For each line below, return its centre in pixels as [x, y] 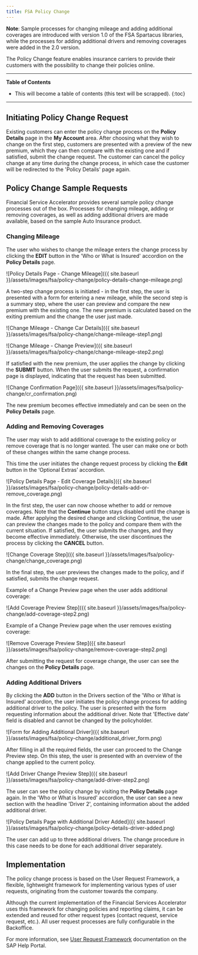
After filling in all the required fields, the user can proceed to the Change [94, 750]
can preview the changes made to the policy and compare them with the [94, 524]
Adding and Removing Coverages [55, 426]
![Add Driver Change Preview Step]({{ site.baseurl [67, 774]
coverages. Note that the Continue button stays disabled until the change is [98, 512]
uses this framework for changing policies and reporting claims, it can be [95, 909]
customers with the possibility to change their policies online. [80, 65]
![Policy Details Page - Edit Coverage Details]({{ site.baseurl [79, 481]
